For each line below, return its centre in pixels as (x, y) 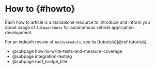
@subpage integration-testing (42, 56)
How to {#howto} (40, 9)
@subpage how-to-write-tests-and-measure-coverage (67, 51)
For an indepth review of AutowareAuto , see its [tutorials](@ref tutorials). (77, 41)
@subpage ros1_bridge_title (40, 61)
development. (19, 32)
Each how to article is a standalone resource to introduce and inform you (77, 22)
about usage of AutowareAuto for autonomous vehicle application (70, 27)
